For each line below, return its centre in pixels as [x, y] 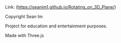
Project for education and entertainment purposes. [56, 26]
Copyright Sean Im [24, 16]
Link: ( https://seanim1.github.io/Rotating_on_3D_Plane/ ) [61, 7]
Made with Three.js [24, 35]
